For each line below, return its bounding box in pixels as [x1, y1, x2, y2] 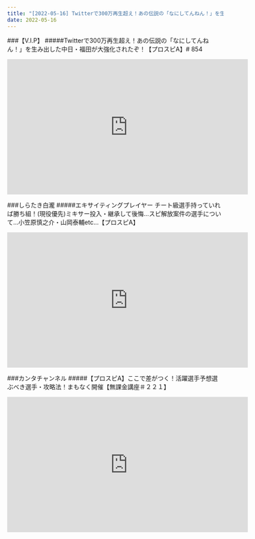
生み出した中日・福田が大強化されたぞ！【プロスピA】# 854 [30, 45, 203, 53]
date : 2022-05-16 [7, 16, 57, 23]
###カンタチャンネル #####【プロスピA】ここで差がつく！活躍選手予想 [7, 374, 212, 382]
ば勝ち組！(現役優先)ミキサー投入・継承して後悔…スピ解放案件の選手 [7, 209, 203, 217]
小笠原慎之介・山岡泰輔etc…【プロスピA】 [18, 218, 140, 226]
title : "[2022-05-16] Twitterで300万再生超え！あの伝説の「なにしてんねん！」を [7, 10, 221, 17]
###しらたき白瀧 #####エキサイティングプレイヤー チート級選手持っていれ [7, 201, 221, 209]
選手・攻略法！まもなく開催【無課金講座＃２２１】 [25, 382, 170, 390]
